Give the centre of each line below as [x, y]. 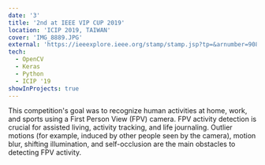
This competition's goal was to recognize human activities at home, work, [128, 111]
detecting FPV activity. [45, 152]
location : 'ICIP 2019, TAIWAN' [60, 30]
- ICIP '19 [33, 81]
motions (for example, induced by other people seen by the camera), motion [132, 136]
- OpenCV [30, 60]
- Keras [28, 67]
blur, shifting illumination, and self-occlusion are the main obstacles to [122, 144]
